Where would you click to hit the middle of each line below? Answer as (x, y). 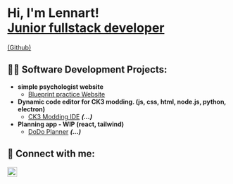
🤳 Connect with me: (51, 154)
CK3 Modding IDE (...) (60, 116)
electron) (31, 109)
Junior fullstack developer (86, 28)
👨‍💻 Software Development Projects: (87, 69)
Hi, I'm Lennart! (53, 13)
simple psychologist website (61, 87)
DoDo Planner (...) (55, 131)
